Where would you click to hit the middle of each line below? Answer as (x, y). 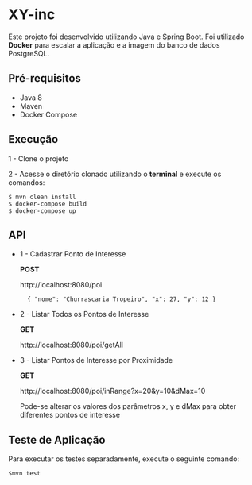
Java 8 (31, 98)
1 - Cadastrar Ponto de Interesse (73, 254)
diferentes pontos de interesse (70, 415)
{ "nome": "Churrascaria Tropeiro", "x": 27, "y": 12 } (122, 299)
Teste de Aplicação (57, 439)
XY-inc (32, 15)
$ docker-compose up (43, 211)
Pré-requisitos (45, 78)
